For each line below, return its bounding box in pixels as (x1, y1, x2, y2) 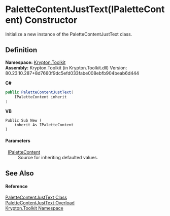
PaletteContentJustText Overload (5, 200, 75, 206)
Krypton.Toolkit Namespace (5, 205, 63, 211)
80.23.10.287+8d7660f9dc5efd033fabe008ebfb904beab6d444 (5, 70, 140, 76)
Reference (5, 183, 28, 189)
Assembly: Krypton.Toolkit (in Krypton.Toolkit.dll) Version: (5, 64, 127, 70)
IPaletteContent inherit (14, 94, 67, 99)
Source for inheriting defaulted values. (18, 154, 98, 160)
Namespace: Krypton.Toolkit (5, 59, 66, 65)
